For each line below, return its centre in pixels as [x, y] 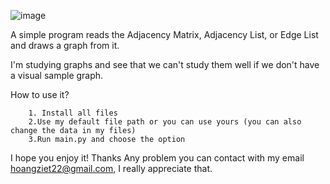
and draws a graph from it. [65, 45]
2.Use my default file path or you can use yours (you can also [165, 122]
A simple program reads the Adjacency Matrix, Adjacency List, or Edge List [164, 34]
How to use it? [40, 94]
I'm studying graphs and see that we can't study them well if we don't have [165, 64]
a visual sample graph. [57, 75]
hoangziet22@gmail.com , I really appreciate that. [111, 168]
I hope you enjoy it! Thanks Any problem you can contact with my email [157, 158]
